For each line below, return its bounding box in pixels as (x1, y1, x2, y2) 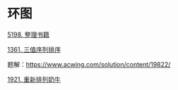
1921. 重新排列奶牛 (7, 75, 61, 84)
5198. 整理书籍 (7, 30, 49, 39)
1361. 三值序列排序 (7, 45, 61, 53)
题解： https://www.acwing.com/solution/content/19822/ (7, 60, 171, 68)
